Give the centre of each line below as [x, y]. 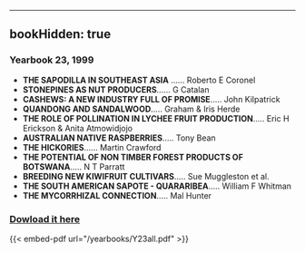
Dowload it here [45, 219]
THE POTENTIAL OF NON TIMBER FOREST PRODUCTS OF [133, 157]
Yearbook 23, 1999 [52, 60]
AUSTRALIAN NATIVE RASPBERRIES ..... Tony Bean [119, 138]
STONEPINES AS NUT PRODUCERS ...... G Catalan [116, 89]
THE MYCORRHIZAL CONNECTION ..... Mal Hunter [117, 195]
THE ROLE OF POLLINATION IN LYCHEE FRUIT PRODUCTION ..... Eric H [156, 118]
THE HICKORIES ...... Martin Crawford [92, 147]
